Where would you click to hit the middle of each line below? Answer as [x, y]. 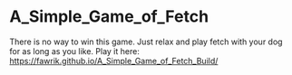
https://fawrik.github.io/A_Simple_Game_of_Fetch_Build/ [114, 61]
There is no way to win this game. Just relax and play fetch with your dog [146, 42]
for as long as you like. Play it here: [75, 51]
